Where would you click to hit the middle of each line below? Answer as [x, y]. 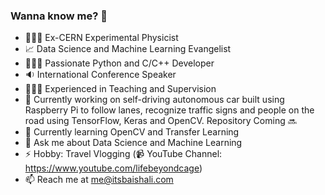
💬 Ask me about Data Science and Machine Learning [133, 143]
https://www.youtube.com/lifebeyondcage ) [113, 168]
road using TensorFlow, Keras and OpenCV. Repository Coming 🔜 [160, 121]
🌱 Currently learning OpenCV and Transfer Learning [132, 132]
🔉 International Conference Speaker [100, 75]
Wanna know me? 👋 [59, 16]
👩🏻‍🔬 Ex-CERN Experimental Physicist [101, 38]
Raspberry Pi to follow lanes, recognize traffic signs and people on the [169, 110]
